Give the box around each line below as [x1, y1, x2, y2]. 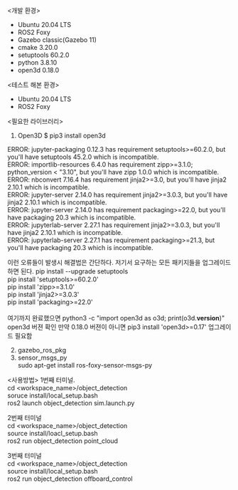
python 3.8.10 [17, 58, 58, 66]
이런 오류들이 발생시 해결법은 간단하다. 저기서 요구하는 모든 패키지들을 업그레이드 [7, 259, 232, 266]
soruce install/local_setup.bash [7, 391, 98, 400]
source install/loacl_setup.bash [7, 429, 98, 437]
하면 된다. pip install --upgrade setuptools [7, 267, 129, 276]
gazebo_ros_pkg [17, 346, 66, 354]
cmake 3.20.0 [17, 43, 58, 51]
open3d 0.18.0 [17, 66, 60, 74]
